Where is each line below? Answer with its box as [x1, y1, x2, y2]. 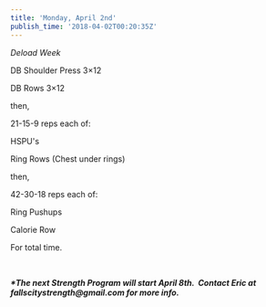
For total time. [10, 241, 63, 252]
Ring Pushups [10, 206, 63, 217]
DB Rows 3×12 [10, 82, 66, 93]
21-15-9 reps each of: [10, 118, 91, 129]
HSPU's [10, 135, 40, 146]
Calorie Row [10, 224, 56, 235]
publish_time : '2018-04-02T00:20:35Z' [10, 22, 158, 31]
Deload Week [10, 47, 61, 58]
